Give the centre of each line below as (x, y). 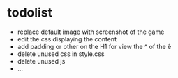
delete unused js (41, 61)
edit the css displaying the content (67, 39)
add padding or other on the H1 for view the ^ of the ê (94, 46)
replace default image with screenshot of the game (91, 32)
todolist (30, 13)
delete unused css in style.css (61, 54)
